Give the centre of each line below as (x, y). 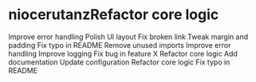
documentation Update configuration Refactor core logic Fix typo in (119, 62)
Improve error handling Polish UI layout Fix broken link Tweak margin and (128, 37)
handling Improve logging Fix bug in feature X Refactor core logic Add (123, 53)
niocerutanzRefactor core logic (114, 15)
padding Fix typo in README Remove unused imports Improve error (120, 45)
